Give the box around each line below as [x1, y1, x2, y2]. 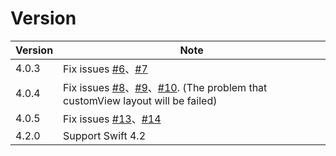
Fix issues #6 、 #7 [63, 62, 148, 76]
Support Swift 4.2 [63, 128, 146, 142]
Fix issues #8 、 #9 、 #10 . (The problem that [63, 80, 268, 94]
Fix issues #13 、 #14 [63, 112, 162, 126]
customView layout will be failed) [63, 93, 218, 107]
